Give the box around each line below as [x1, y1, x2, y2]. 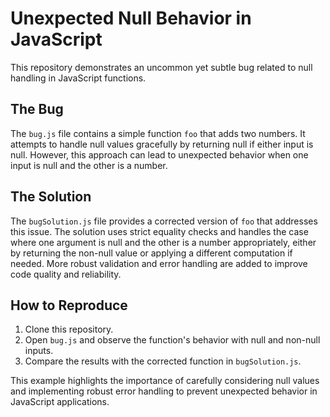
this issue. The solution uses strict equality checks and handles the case [10, 225, 309, 237]
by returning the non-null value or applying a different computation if [10, 247, 293, 259]
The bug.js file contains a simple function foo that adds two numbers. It [10, 127, 306, 139]
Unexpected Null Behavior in [10, 7, 252, 30]
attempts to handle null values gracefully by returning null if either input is [10, 138, 314, 150]
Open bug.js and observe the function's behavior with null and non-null [24, 334, 321, 346]
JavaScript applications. [10, 396, 110, 408]
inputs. [24, 345, 54, 357]
